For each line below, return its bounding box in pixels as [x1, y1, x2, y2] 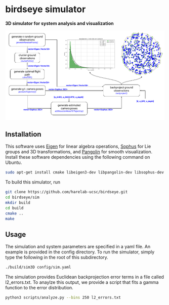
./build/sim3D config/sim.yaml [5, 265, 71, 270]
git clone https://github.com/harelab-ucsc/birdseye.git [5, 190, 128, 195]
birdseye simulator [5, 4, 86, 15]
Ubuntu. [5, 159, 22, 165]
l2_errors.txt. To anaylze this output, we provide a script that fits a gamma [5, 279, 159, 285]
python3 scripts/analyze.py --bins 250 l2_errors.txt [5, 295, 121, 300]
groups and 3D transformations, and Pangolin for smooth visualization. [5, 149, 153, 155]
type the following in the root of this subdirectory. [5, 254, 109, 260]
